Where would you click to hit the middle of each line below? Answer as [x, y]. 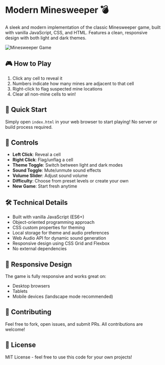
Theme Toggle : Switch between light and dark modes [68, 165]
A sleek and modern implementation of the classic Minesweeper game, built [83, 27]
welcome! [15, 329]
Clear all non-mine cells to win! [44, 94]
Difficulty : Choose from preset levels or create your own [70, 181]
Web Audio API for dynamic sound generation [59, 238]
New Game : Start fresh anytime [45, 186]
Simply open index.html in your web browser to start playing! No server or [81, 122]
